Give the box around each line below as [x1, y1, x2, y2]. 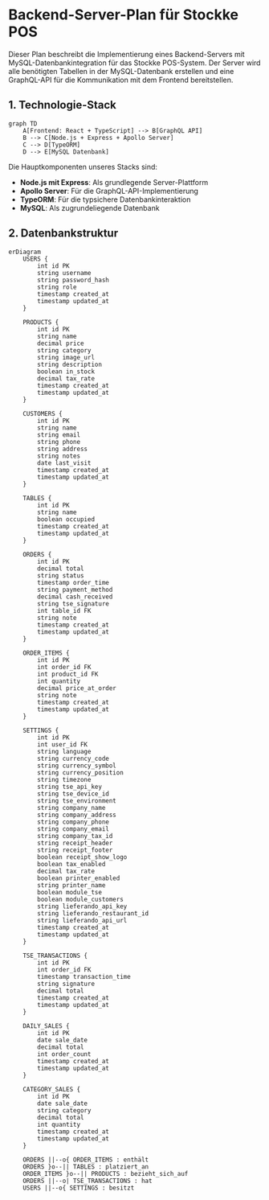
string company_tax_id [37, 832, 113, 840]
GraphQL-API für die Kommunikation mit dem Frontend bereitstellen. [8, 75, 234, 84]
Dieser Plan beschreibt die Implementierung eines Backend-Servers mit [8, 49, 245, 59]
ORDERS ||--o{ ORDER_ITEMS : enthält [22, 1156, 149, 1164]
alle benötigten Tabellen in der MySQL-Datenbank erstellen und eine [8, 66, 234, 76]
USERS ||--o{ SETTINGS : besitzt [22, 1184, 135, 1192]
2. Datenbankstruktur [8, 227, 119, 240]
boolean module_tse [37, 888, 103, 896]
